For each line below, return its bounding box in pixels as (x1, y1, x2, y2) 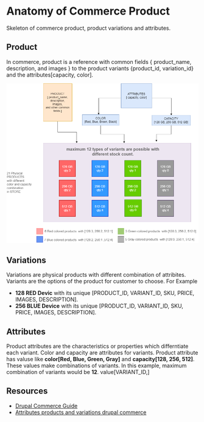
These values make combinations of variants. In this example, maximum (6, 362, 187, 369)
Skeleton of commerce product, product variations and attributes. (6, 24, 171, 32)
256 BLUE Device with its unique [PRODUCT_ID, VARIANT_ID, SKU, (15, 302, 184, 310)
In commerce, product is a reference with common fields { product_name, (6, 58, 192, 65)
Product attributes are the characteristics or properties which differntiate (6, 342, 189, 350)
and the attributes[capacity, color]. (6, 71, 93, 78)
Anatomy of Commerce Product (6, 4, 171, 18)
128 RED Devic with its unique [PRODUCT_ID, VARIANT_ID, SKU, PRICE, (15, 289, 195, 297)
